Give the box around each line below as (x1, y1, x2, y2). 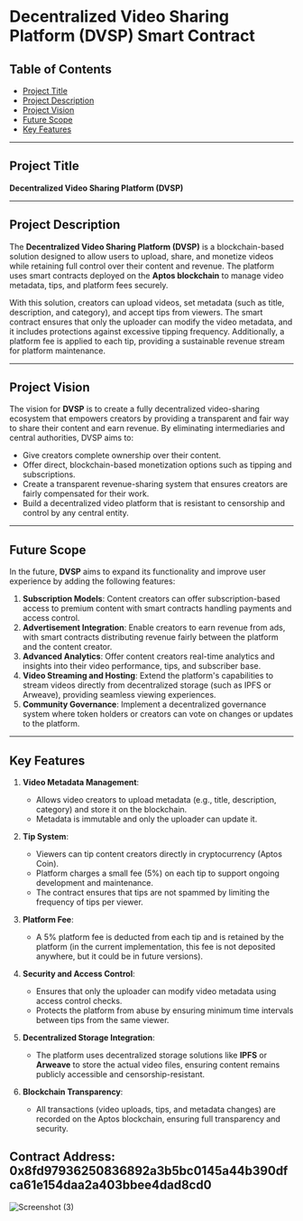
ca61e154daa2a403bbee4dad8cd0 (9, 1178, 212, 1193)
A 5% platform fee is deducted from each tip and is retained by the (35, 932, 284, 943)
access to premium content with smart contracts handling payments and (22, 603, 292, 614)
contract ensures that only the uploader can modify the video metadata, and (9, 316, 293, 327)
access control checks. (35, 996, 123, 1007)
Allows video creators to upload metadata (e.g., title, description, (35, 794, 277, 805)
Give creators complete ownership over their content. (22, 450, 222, 461)
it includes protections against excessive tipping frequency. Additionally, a (9, 325, 285, 336)
